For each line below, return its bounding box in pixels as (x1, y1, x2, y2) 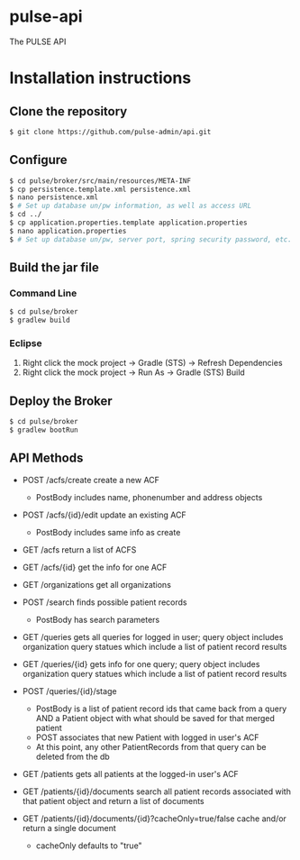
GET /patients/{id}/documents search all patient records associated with (22, 786, 291, 797)
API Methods (9, 451, 84, 466)
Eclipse (9, 336, 42, 349)
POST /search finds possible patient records (22, 597, 187, 608)
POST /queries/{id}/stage (22, 685, 117, 696)
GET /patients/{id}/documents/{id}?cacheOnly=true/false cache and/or (22, 813, 286, 824)
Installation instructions (9, 68, 192, 88)
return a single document (22, 822, 117, 833)
